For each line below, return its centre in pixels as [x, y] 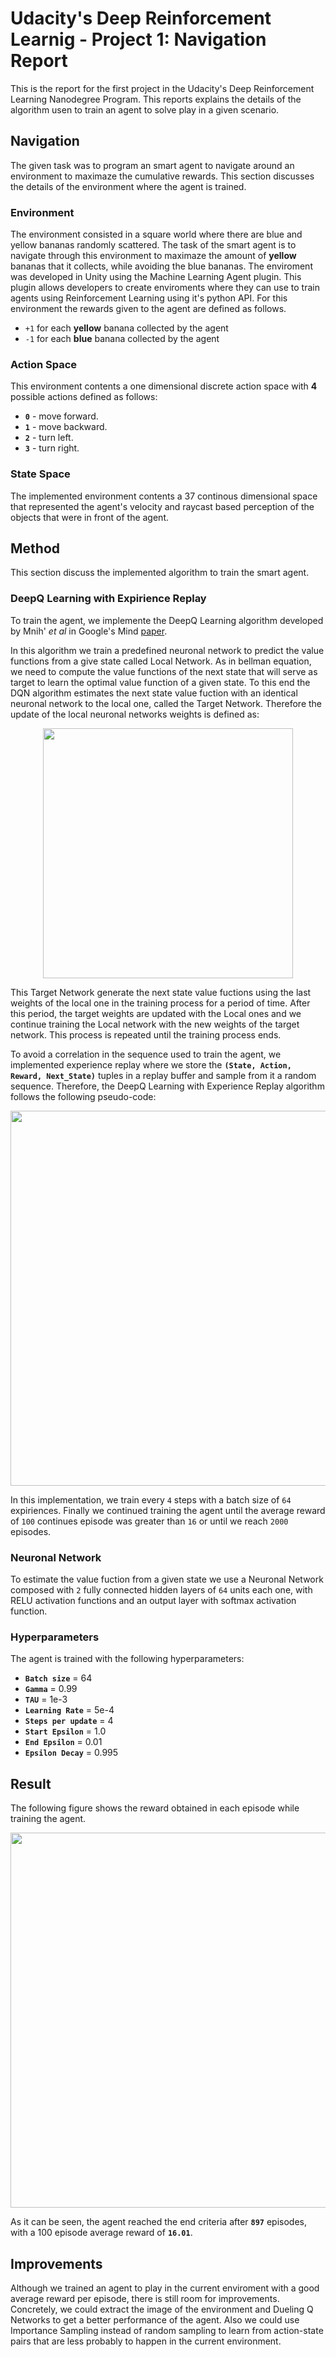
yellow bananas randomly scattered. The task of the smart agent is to [153, 245]
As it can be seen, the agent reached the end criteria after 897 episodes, [159, 2222]
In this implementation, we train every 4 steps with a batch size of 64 [151, 1499]
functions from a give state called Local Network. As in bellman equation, [161, 661]
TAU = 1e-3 [46, 1699]
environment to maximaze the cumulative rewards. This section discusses [162, 176]
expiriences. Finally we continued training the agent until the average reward [168, 1510]
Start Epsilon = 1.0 [65, 1731]
